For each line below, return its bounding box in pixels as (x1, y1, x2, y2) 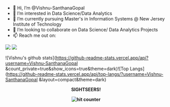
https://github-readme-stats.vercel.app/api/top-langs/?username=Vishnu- (7, 71, 164, 77)
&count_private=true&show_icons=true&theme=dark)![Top (5, 66, 129, 72)
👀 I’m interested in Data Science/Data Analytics (12, 10, 113, 16)
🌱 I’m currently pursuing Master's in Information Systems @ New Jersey (12, 16, 165, 22)
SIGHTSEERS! (71, 87, 101, 92)
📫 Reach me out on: (12, 32, 56, 38)
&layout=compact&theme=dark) (38, 77, 107, 82)
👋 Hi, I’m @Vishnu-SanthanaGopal (12, 5, 85, 11)
